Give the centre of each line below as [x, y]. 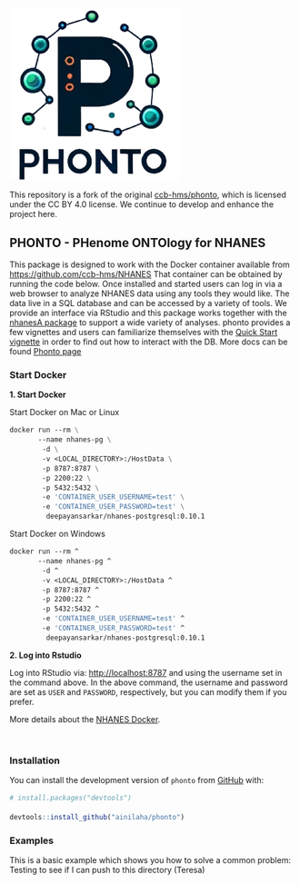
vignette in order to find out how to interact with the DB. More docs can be [149, 342]
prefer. [22, 701]
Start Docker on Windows [58, 534]
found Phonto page [45, 352]
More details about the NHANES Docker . [85, 719]
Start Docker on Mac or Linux [65, 412]
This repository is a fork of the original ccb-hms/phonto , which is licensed [148, 195]
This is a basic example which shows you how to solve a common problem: [150, 860]
